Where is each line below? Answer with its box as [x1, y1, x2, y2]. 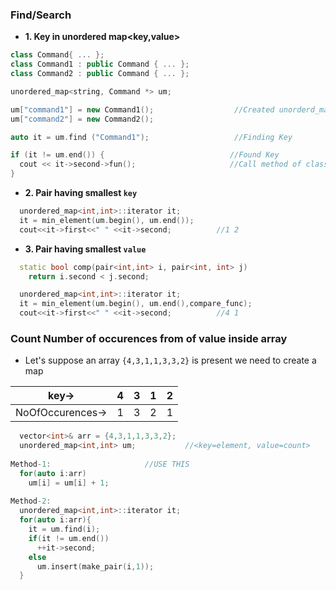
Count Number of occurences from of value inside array [10, 331, 288, 345]
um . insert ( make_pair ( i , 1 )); [36, 561, 155, 572]
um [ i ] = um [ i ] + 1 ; [28, 478, 110, 488]
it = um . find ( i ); [28, 524, 101, 535]
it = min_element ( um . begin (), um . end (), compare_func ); [19, 299, 253, 309]
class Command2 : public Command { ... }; [10, 69, 190, 79]
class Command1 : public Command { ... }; [10, 59, 190, 70]
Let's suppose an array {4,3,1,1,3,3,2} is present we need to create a [24, 354, 317, 367]
